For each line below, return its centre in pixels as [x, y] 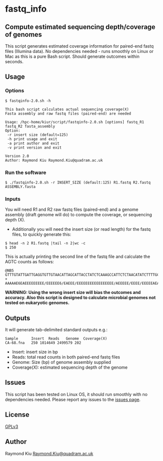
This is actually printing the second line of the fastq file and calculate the [78, 256]
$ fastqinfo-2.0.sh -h [28, 101]
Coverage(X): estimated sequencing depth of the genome [70, 367]
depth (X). [15, 220]
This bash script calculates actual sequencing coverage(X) [67, 109]
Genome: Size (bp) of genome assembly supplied [62, 362]
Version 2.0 [17, 156]
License [17, 415]
